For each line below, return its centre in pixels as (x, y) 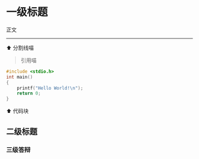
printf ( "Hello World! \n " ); (50, 88)
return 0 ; (29, 93)
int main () (20, 77)
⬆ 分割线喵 (20, 47)
